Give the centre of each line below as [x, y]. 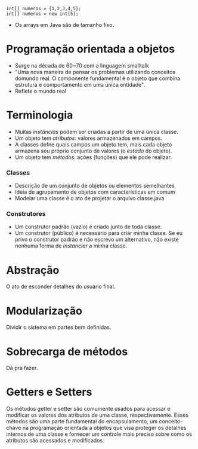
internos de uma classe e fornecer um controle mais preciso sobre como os [99, 434]
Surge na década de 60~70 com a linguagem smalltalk [82, 65]
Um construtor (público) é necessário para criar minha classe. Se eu [99, 233]
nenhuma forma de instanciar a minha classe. [71, 246]
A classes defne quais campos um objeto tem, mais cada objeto [93, 144]
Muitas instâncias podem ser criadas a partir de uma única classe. [97, 132]
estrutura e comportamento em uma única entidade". [80, 84]
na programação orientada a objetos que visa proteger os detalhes [104, 428]
